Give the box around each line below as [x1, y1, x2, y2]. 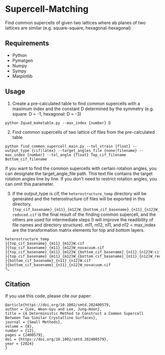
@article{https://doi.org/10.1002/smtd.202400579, [5, 302, 111, 308]
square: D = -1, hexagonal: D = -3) [12, 111, 82, 117]
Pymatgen [12, 58, 33, 63]
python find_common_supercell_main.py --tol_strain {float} [5, 144, 131, 148]
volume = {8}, [5, 324, 34, 329]
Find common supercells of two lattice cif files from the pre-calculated [12, 129, 155, 135]
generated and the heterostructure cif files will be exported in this [12, 196, 145, 202]
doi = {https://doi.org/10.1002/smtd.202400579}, [5, 337, 109, 342]
